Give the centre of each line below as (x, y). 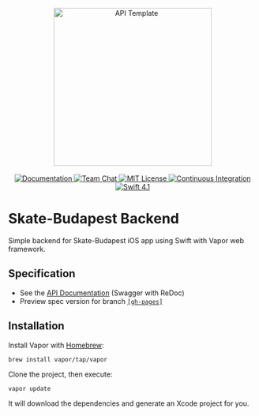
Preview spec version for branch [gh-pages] (91, 301)
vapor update (30, 388)
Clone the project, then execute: (60, 374)
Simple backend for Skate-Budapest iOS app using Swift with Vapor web (126, 240)
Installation (36, 326)
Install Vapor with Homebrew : (56, 345)
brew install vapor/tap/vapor (58, 359)
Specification (42, 274)
